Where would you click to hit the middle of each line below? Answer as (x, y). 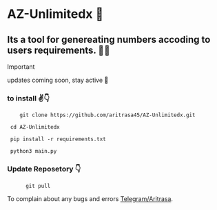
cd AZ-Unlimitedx (35, 127)
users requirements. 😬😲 (59, 50)
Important (21, 67)
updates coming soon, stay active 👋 (58, 80)
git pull (38, 186)
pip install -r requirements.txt (58, 139)
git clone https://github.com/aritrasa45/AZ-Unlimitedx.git (107, 115)
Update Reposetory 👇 (44, 169)
